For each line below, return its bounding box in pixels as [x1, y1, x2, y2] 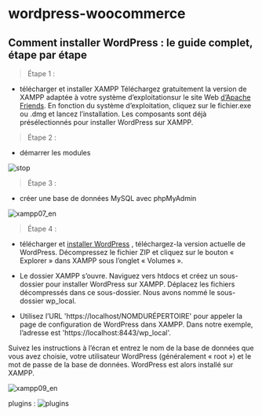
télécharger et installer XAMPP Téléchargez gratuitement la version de [19, 84, 247, 93]
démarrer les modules [19, 148, 91, 157]
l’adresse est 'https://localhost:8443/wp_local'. [19, 328, 171, 338]
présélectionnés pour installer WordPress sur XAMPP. [19, 118, 194, 126]
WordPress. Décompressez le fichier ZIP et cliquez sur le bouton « [19, 248, 235, 257]
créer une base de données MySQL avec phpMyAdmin [19, 194, 197, 203]
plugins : [8, 399, 36, 408]
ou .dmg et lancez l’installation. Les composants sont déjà [19, 109, 207, 119]
